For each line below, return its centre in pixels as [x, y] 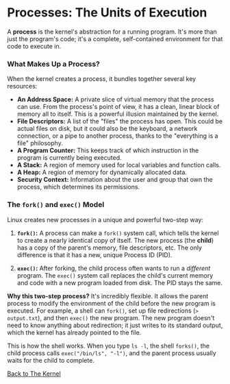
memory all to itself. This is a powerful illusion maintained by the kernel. [118, 114]
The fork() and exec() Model [56, 205]
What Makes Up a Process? [54, 64]
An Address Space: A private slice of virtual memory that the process [115, 99]
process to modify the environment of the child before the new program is [111, 303]
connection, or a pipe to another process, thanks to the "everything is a [117, 136]
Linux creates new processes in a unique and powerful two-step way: [105, 219]
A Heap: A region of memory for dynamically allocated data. [102, 172]
